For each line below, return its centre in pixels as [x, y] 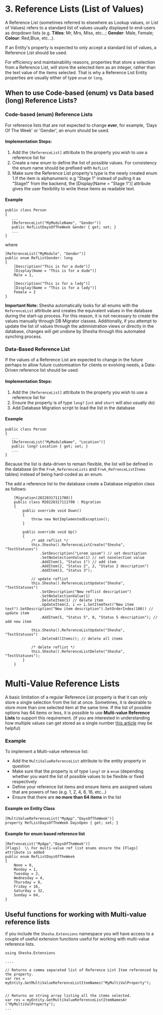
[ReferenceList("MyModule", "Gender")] [45, 254]
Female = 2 [25, 292]
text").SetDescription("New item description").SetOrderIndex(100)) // [79, 609]
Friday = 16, [27, 887]
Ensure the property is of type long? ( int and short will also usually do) [83, 402]
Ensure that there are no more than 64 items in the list [67, 797]
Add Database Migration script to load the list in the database [73, 408]
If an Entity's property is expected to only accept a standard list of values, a [81, 47]
